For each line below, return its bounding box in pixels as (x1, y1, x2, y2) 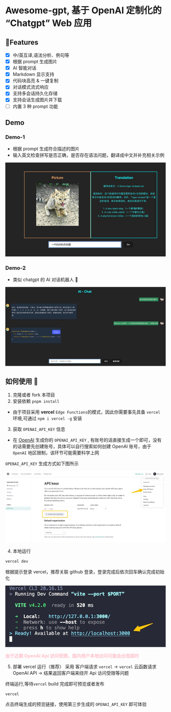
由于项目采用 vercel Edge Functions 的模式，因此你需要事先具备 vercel (12, 408, 161, 415)
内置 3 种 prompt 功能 (12, 103, 59, 109)
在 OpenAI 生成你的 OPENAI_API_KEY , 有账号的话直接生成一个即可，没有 (12, 436, 162, 443)
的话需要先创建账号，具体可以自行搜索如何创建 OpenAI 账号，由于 (12, 443, 152, 449)
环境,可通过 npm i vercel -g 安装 (12, 415, 82, 421)
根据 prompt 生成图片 (12, 59, 58, 65)
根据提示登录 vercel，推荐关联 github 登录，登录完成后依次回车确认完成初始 (5, 568, 164, 574)
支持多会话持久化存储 (12, 90, 58, 97)
